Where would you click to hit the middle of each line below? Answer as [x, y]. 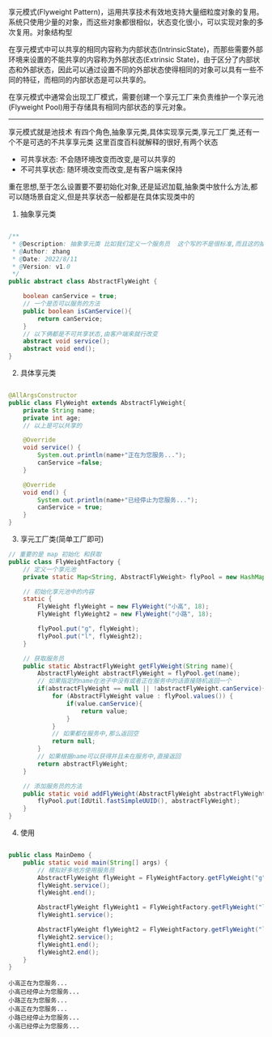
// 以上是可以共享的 [53, 425]
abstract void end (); [59, 349]
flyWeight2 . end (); [68, 952]
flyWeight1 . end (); [68, 945]
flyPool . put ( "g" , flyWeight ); [88, 629]
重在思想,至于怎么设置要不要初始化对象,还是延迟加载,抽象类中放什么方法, [130, 186]
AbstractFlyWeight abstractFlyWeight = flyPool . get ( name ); [139, 674]
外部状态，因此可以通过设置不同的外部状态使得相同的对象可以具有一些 [139, 70]
